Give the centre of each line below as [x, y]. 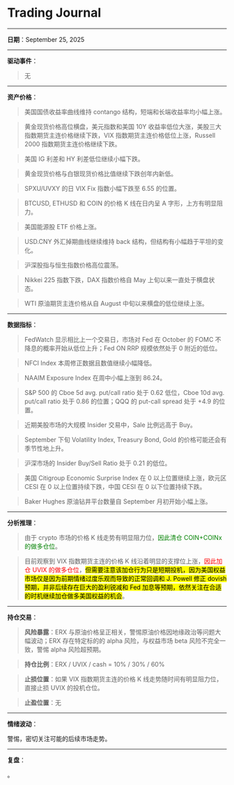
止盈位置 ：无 [42, 702]
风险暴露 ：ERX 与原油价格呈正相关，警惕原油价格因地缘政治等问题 [119, 632]
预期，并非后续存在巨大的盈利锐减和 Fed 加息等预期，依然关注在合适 [123, 587]
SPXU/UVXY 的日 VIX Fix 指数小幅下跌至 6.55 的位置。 [102, 188]
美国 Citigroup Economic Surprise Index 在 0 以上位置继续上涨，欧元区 [125, 478]
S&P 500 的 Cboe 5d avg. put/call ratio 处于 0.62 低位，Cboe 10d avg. [124, 392]
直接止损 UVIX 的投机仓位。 [64, 687]
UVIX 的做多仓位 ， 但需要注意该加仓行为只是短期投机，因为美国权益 [129, 570]
